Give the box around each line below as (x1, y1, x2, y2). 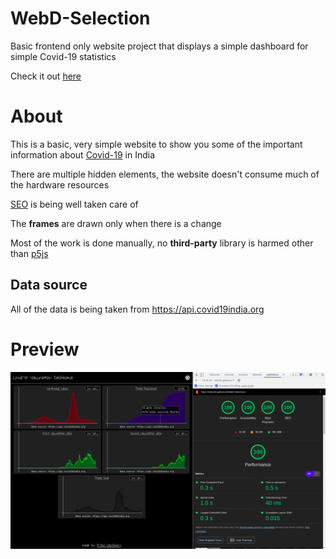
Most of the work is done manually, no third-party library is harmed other (10, 237, 314, 249)
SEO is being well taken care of (10, 198, 139, 210)
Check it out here (10, 70, 82, 82)
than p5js (10, 247, 49, 259)
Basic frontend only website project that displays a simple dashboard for (10, 40, 309, 52)
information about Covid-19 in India (10, 148, 156, 161)
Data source (10, 277, 88, 294)
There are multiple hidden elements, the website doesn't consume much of (10, 168, 320, 180)
